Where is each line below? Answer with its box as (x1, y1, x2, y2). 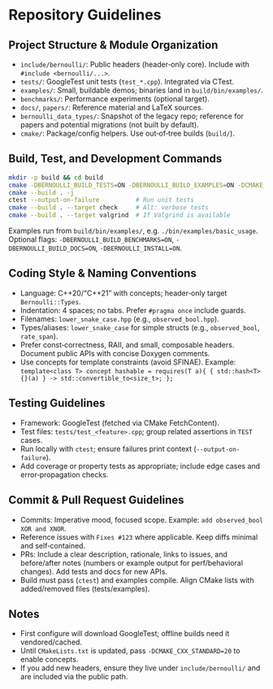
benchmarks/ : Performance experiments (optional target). (19, 94, 210, 103)
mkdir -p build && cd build (8, 173, 104, 182)
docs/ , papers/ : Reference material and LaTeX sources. (19, 103, 204, 112)
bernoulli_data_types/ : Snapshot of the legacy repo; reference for (19, 111, 244, 121)
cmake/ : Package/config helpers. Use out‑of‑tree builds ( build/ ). (19, 128, 236, 138)
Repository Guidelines (8, 6, 162, 24)
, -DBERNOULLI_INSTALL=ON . (95, 243, 183, 253)
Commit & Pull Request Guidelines (8, 493, 184, 507)
